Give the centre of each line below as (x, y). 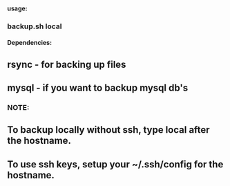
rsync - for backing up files (67, 64)
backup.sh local (35, 26)
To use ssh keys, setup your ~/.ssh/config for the (115, 164)
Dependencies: (30, 43)
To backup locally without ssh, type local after (108, 130)
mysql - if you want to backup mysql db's (98, 87)
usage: (17, 8)
